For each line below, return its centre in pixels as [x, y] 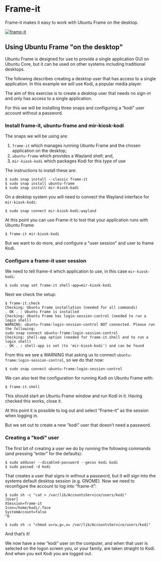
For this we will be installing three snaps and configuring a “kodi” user [75, 107]
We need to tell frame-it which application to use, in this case [66, 271]
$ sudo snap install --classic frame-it [47, 179]
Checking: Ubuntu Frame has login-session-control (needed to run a [76, 316]
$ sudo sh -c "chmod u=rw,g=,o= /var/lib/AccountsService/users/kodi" [78, 525]
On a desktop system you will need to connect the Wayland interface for [77, 197]
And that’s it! [17, 534]
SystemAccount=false [26, 512]
